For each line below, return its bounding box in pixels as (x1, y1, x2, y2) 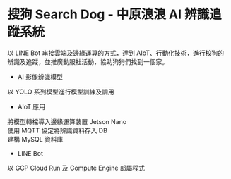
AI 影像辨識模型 (17, 72, 64, 81)
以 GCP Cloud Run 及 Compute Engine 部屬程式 (7, 163, 146, 172)
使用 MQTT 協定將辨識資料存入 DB (7, 126, 108, 135)
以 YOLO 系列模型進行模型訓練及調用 (7, 87, 114, 96)
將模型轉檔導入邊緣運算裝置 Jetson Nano (7, 117, 127, 125)
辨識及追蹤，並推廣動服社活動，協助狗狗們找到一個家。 (7, 57, 168, 66)
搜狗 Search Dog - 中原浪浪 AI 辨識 (7, 6, 210, 23)
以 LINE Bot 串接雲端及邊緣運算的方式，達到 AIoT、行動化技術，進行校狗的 (7, 49, 225, 57)
